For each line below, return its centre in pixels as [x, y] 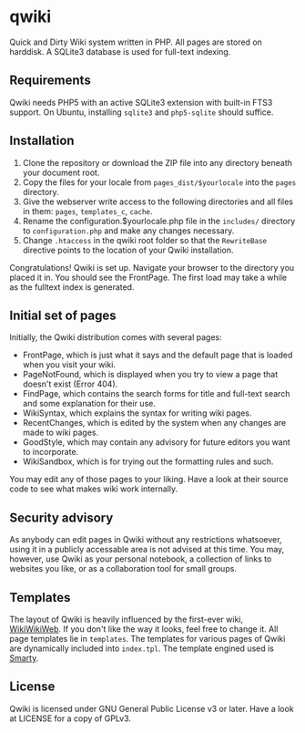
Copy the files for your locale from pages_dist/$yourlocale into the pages [159, 182]
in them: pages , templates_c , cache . [87, 211]
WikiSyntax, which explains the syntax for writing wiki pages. [137, 413]
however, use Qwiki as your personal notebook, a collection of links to [141, 559]
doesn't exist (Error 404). [70, 384]
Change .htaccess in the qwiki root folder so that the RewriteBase [144, 240]
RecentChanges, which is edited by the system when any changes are [154, 423]
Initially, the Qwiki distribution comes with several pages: [116, 337]
